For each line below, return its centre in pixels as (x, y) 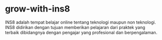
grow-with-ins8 (38, 9)
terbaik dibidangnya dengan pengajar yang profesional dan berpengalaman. (81, 32)
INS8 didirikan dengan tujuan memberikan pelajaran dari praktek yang (75, 27)
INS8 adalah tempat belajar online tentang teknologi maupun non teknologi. (81, 22)
